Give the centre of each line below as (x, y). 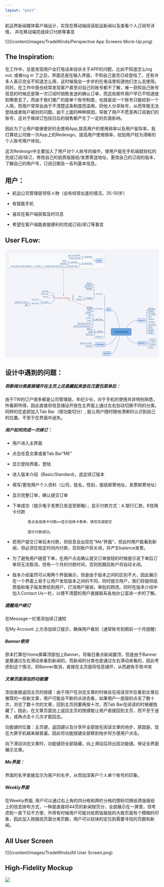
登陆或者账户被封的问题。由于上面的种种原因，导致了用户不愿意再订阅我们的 (82, 112)
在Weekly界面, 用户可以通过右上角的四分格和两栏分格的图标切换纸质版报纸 (80, 801)
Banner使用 (17, 641)
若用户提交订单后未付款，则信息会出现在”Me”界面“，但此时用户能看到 (82, 542)
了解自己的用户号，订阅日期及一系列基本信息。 (52, 164)
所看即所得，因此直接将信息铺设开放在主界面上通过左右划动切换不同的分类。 (82, 406)
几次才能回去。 (50, 717)
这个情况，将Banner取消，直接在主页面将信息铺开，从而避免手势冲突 (83, 667)
